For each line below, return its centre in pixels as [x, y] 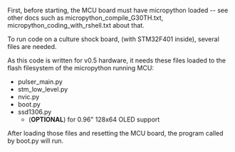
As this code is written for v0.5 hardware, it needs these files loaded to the [117, 60]
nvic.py [28, 97]
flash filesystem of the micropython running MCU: [81, 68]
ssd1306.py [35, 112]
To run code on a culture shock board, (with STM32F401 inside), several [113, 39]
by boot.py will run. [36, 141]
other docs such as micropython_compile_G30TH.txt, [85, 18]
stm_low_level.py [43, 89]
